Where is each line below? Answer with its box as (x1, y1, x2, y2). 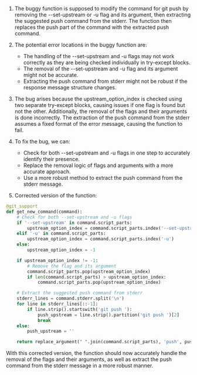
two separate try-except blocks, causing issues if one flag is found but (14, 102, 185, 108)
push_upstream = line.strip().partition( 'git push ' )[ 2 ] (37, 312, 180, 318)
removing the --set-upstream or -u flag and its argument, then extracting (14, 11, 191, 18)
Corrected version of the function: (14, 192, 97, 199)
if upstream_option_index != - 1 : (16, 257, 98, 263)
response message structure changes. (23, 84, 117, 91)
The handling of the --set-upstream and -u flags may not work (23, 53, 175, 59)
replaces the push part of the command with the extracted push (14, 24, 169, 31)
